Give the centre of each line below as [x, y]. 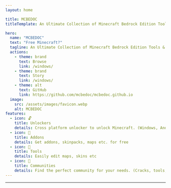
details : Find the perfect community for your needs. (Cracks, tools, [91, 170]
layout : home [19, 10]
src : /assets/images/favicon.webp [51, 104]
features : [16, 114]
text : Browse [33, 62]
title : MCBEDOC [21, 19]
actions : [19, 52]
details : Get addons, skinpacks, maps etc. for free [72, 142]
